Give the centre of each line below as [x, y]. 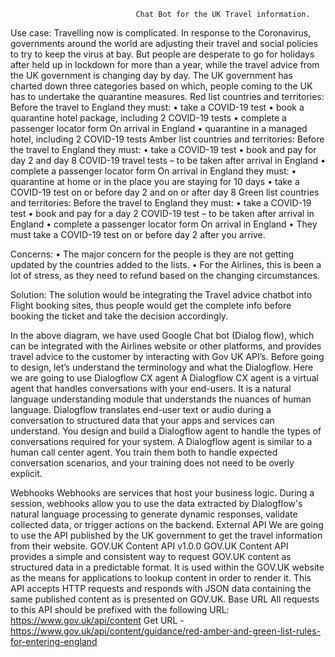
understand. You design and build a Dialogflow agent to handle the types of [166, 431]
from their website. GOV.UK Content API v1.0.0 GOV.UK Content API [149, 546]
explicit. [26, 473]
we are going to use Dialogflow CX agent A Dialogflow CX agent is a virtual [164, 378]
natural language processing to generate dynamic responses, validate [154, 514]
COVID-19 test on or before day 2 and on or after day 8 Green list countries [165, 192]
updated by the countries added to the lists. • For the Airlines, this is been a [166, 264]
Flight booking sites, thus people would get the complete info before [151, 305]
